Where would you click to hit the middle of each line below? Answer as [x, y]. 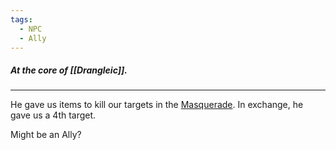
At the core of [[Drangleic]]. [69, 70]
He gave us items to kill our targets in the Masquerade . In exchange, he [157, 105]
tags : [21, 19]
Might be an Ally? [46, 135]
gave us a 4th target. [53, 115]
